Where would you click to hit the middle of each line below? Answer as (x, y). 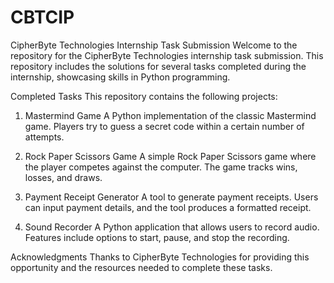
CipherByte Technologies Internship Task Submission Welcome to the (154, 45)
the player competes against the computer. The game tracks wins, (161, 167)
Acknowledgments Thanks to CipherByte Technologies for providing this (160, 257)
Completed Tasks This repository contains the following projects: (144, 96)
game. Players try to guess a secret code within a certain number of (164, 126)
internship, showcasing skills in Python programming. (120, 77)
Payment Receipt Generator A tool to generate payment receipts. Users (171, 197)
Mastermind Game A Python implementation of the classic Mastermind (170, 115)
